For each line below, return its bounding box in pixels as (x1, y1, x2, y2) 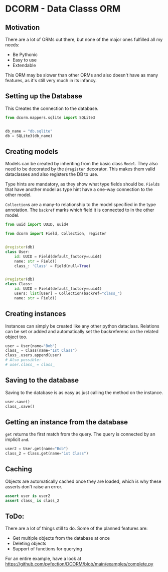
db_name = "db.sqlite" (5, 129, 53, 134)
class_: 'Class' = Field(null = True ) (14, 263, 91, 269)
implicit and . (5, 436, 30, 442)
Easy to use (12, 57, 37, 63)
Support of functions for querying (12, 546, 82, 552)
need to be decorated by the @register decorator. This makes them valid (5, 166, 155, 172)
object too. (5, 334, 28, 340)
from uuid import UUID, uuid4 (5, 222, 69, 227)
